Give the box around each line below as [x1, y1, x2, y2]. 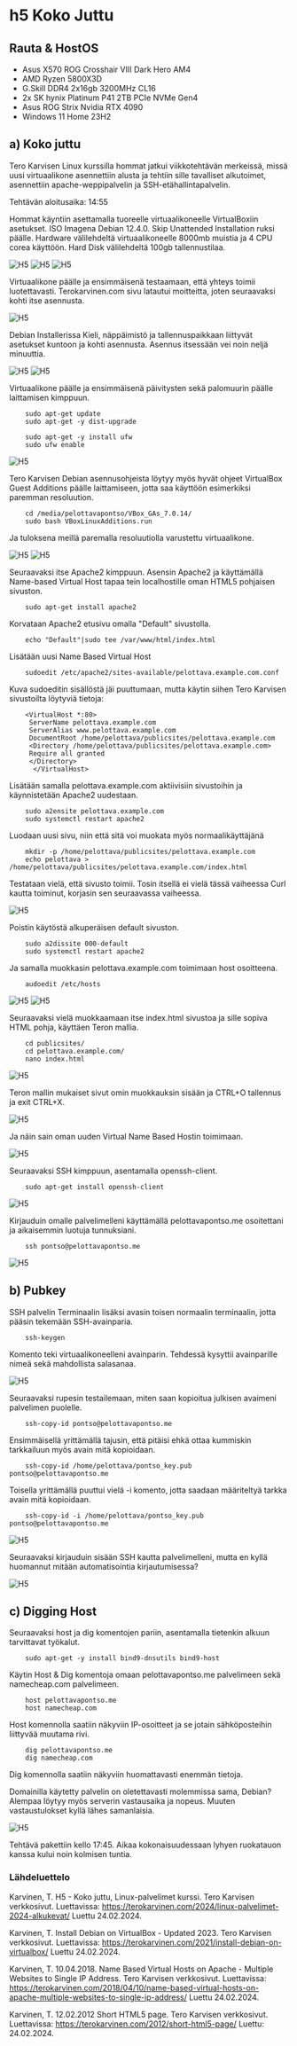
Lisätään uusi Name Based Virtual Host [9, 651, 152, 662]
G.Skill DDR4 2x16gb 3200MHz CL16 [21, 83, 157, 93]
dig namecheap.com [25, 1753, 93, 1763]
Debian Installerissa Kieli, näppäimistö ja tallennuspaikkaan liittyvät [9, 329, 253, 340]
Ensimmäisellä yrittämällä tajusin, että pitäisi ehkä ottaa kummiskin [9, 1434, 252, 1446]
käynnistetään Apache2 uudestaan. [9, 789, 139, 800]
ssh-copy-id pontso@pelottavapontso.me [25, 1419, 173, 1428]
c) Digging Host [9, 1604, 98, 1619]
